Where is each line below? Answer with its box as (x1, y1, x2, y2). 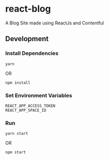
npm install (5, 80, 30, 85)
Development (5, 35, 49, 43)
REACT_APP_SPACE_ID (5, 108, 47, 113)
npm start (5, 150, 26, 155)
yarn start (5, 131, 28, 136)
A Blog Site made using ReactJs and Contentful (5, 20, 104, 26)
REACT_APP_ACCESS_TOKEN (5, 103, 56, 108)
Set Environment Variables (5, 92, 72, 99)
